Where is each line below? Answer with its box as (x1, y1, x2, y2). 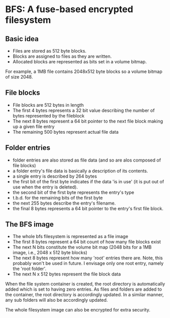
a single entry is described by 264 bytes (12, 173, 97, 179)
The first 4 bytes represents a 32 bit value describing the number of (12, 107, 155, 113)
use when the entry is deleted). (12, 184, 78, 190)
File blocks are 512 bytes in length (12, 102, 84, 108)
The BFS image (5, 220, 54, 229)
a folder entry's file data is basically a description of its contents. (12, 168, 148, 174)
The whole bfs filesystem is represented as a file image (12, 233, 128, 240)
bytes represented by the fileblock (12, 112, 85, 118)
